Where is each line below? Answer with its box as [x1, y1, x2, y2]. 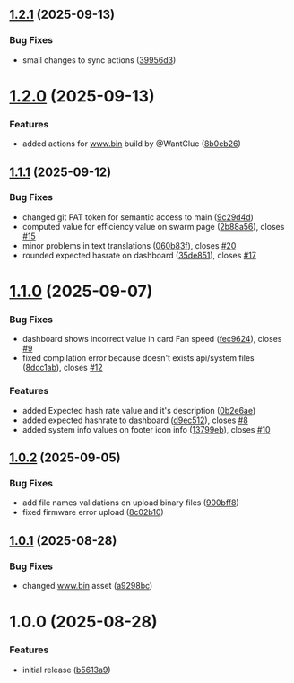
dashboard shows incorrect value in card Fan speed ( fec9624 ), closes [22, 334, 282, 345]
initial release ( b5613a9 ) [22, 664, 111, 675]
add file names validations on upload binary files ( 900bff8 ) [22, 497, 239, 508]
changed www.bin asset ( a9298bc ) [22, 581, 153, 591]
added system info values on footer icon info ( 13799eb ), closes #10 [22, 424, 271, 434]
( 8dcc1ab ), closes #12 [22, 363, 103, 373]
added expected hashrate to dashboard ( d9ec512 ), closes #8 [22, 415, 248, 425]
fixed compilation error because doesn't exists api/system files [22, 353, 255, 363]
